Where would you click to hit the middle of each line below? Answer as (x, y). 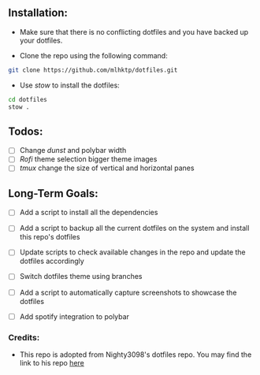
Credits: (24, 337)
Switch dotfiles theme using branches (81, 277)
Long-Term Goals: (53, 193)
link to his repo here (52, 362)
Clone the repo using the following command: (93, 55)
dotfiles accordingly (52, 261)
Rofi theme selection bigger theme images (88, 159)
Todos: (26, 131)
